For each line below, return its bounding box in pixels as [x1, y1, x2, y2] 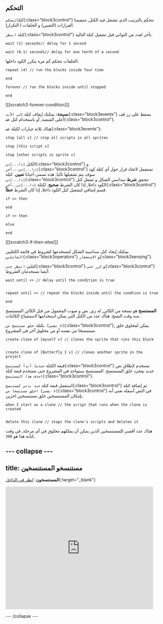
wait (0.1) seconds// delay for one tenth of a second [5, 49, 119, 54]
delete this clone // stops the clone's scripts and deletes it [5, 419, 139, 424]
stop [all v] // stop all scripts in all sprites [5, 135, 109, 140]
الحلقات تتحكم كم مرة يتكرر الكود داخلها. [5, 58, 79, 64]
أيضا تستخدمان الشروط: [5, 268, 50, 274]
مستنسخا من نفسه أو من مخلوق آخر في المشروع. [5, 327, 96, 333]
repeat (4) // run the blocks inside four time [5, 67, 104, 72]
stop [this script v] [5, 144, 50, 148]
